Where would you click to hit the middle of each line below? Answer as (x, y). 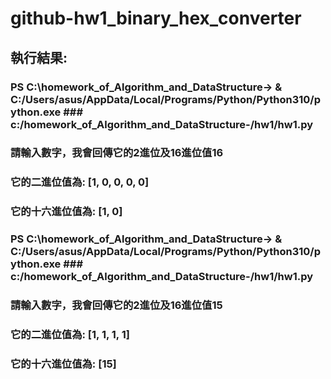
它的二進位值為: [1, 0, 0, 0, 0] (80, 182)
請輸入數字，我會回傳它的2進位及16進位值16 (117, 153)
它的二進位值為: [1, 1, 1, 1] (70, 335)
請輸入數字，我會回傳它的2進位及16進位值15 (116, 305)
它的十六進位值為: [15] (63, 364)
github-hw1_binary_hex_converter (156, 18)
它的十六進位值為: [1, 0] (66, 212)
